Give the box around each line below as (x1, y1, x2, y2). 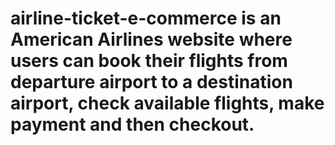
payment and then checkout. (10, 113, 255, 136)
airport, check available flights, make (10, 92, 325, 115)
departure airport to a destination (10, 71, 293, 94)
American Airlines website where (10, 28, 293, 51)
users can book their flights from (10, 50, 288, 72)
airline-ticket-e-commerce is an (10, 7, 282, 30)
